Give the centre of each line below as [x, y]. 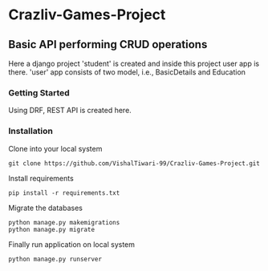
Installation [31, 131]
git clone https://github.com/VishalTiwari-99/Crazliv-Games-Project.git [134, 163]
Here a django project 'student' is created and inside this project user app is [134, 63]
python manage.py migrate [51, 229]
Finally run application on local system [71, 244]
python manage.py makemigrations [64, 222]
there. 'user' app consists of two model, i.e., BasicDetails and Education [127, 72]
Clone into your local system [55, 148]
